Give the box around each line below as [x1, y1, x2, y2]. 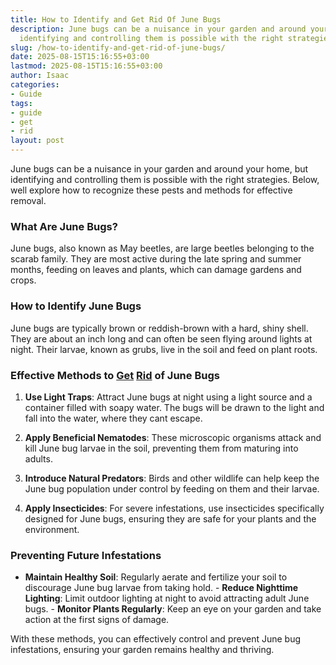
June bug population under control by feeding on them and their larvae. [24, 482, 320, 495]
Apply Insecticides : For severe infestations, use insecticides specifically [24, 502, 325, 514]
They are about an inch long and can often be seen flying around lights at [10, 332, 313, 345]
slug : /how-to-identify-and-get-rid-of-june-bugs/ [10, 42, 226, 53]
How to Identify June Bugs [10, 299, 142, 313]
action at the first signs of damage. [24, 614, 170, 626]
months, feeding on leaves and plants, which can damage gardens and [10, 264, 302, 276]
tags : [10, 98, 33, 108]
